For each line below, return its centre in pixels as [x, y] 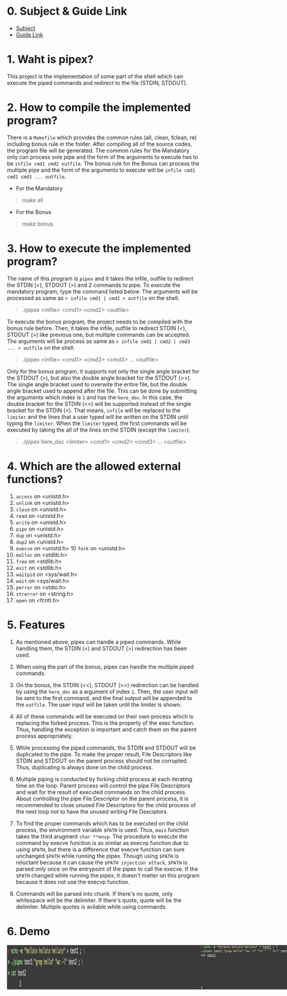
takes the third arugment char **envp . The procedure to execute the [102, 836]
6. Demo [29, 931]
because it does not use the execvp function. [73, 882]
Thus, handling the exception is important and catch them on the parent [106, 729]
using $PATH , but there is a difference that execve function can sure [100, 849]
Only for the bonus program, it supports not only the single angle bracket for [103, 371]
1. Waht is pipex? [50, 60]
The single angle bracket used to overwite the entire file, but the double [97, 384]
